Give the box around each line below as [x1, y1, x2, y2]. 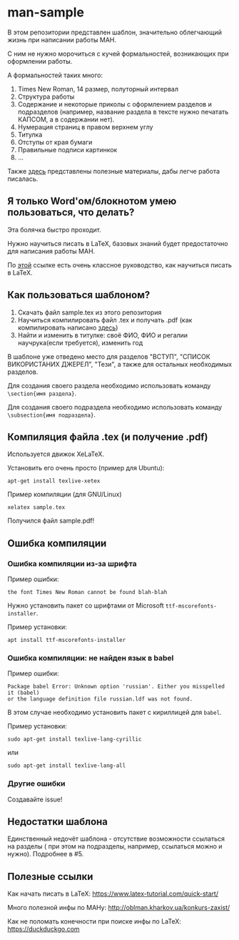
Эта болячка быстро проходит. [7, 225, 101, 234]
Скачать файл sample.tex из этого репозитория [17, 308, 162, 317]
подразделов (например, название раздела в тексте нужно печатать [17, 107, 229, 116]
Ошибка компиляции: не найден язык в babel [7, 653, 174, 663]
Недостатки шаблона [7, 816, 108, 828]
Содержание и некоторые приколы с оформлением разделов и [17, 99, 212, 108]
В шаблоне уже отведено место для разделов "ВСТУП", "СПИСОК [7, 352, 210, 361]
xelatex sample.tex [7, 504, 66, 511]
